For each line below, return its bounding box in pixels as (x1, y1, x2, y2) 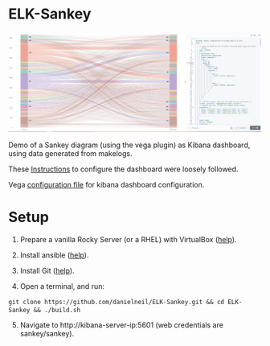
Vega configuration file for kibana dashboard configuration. (8, 180, 205, 190)
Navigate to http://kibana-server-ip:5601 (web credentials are (19, 320, 223, 330)
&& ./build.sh (33, 307, 81, 315)
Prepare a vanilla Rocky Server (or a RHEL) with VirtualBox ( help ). (19, 235, 237, 245)
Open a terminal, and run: (19, 282, 104, 291)
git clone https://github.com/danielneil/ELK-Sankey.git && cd (8, 299, 225, 307)
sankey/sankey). (19, 329, 75, 339)
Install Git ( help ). (19, 266, 75, 276)
